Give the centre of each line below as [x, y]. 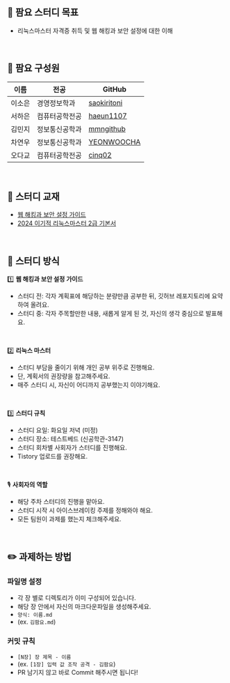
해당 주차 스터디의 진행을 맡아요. [61, 502]
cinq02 [100, 155]
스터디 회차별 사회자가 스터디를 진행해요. [72, 447]
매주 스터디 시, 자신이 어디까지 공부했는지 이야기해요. [89, 385]
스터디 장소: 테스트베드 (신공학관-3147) [70, 439]
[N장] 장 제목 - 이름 [44, 657]
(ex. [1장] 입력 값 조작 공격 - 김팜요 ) [66, 664]
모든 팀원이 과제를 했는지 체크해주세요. [69, 519]
